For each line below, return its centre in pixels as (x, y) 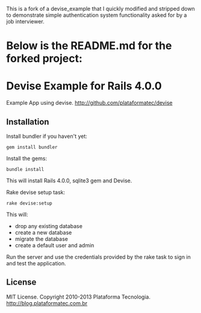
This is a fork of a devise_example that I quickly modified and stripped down (101, 9)
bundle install (25, 169)
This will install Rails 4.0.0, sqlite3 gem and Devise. (69, 181)
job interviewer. (26, 21)
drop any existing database (49, 226)
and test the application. (36, 263)
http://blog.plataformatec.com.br (47, 303)
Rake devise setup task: (36, 192)
